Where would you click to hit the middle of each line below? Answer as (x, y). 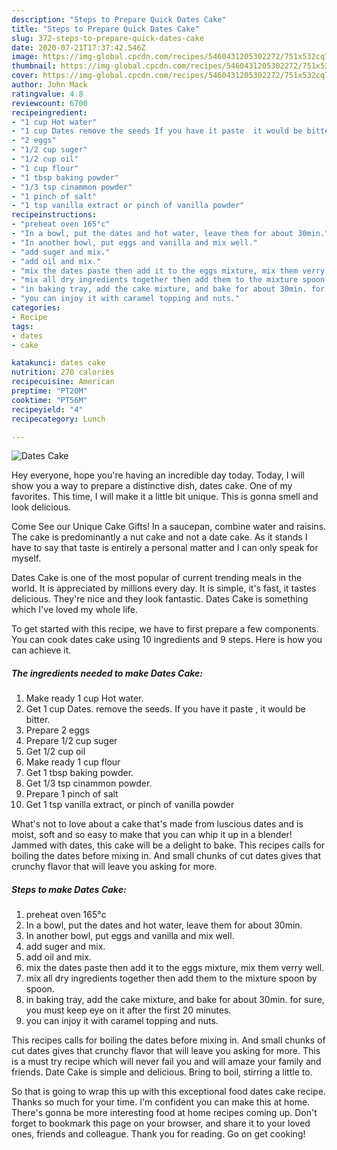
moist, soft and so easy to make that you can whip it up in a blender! (152, 835)
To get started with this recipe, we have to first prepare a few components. (165, 629)
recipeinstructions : (54, 215)
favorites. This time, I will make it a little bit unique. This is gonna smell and (165, 497)
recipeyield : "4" (47, 409)
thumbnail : (34, 66)
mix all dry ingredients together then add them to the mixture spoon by (171, 978)
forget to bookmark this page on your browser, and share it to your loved (161, 1123)
